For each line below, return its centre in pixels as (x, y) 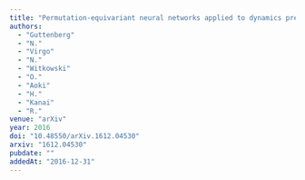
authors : (26, 26)
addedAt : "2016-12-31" (52, 161)
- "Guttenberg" (46, 35)
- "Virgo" (36, 52)
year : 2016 (30, 128)
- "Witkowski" (44, 69)
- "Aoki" (34, 85)
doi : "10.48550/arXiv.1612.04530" (75, 136)
